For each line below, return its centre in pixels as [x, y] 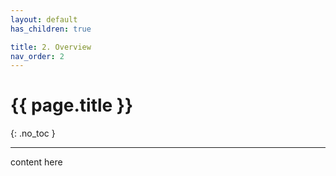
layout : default [44, 19]
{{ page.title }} [72, 105]
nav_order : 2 [37, 56]
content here [36, 162]
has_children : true [51, 29]
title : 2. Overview [51, 47]
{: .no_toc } [33, 133]
